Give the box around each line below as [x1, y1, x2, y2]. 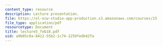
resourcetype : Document [5, 25, 53, 30]
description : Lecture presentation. [5, 11, 79, 16]
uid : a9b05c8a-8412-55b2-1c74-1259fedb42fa [5, 34, 95, 39]
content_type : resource [5, 7, 53, 12]
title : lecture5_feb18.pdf [5, 29, 60, 34]
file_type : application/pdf [5, 20, 62, 25]
